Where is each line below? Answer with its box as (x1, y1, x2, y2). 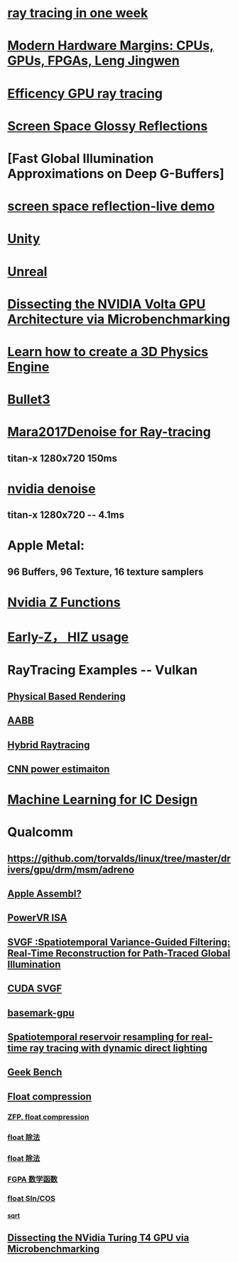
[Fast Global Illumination (7, 150, 154, 167)
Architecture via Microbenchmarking (7, 311, 231, 327)
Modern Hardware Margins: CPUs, (7, 38, 215, 54)
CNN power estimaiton (7, 763, 110, 775)
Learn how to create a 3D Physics (7, 343, 209, 360)
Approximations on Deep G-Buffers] (7, 165, 225, 182)
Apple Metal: (7, 538, 85, 553)
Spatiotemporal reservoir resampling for (7, 1031, 190, 1043)
